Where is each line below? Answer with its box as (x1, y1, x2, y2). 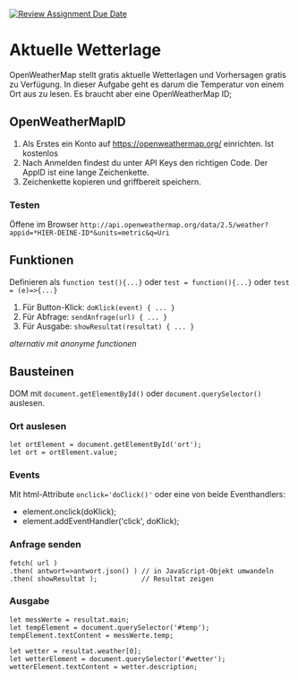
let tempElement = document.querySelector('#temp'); (9, 623, 210, 632)
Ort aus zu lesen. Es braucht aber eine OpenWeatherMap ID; (9, 88, 233, 99)
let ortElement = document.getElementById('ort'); (9, 440, 202, 449)
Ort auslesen (9, 419, 67, 432)
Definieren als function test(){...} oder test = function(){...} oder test (9, 276, 290, 287)
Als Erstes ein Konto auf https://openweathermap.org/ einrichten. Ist (21, 138, 275, 149)
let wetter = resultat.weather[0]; (9, 646, 142, 656)
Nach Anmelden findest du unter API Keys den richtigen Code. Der (21, 157, 268, 168)
